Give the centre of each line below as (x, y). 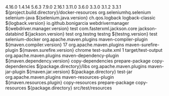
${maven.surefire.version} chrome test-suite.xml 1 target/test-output (91, 50)
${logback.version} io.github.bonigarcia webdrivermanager (67, 23)
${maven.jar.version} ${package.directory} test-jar (79, 72)
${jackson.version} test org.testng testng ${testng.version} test (91, 34)
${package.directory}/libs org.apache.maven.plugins (92, 66)
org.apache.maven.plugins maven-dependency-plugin (62, 55)
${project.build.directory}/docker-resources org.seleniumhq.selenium (78, 12)
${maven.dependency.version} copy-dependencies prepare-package (78, 61)
